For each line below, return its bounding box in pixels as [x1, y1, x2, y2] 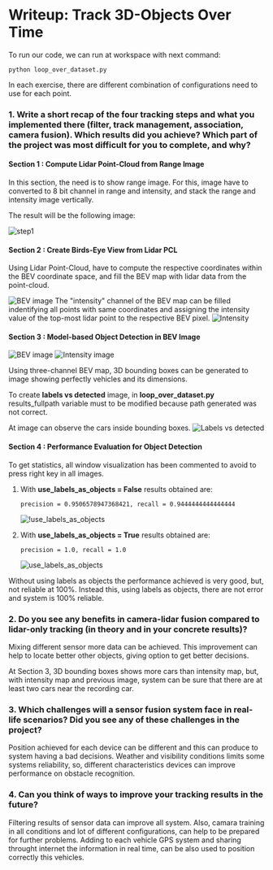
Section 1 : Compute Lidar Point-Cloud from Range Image [8, 159, 205, 169]
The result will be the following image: [8, 211, 136, 220]
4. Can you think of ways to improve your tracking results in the [8, 789, 264, 800]
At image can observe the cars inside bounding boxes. [8, 423, 191, 433]
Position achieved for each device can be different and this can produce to [8, 742, 258, 753]
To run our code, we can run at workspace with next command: [8, 50, 221, 59]
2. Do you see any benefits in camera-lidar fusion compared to [8, 613, 260, 624]
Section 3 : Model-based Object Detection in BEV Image [8, 332, 201, 341]
